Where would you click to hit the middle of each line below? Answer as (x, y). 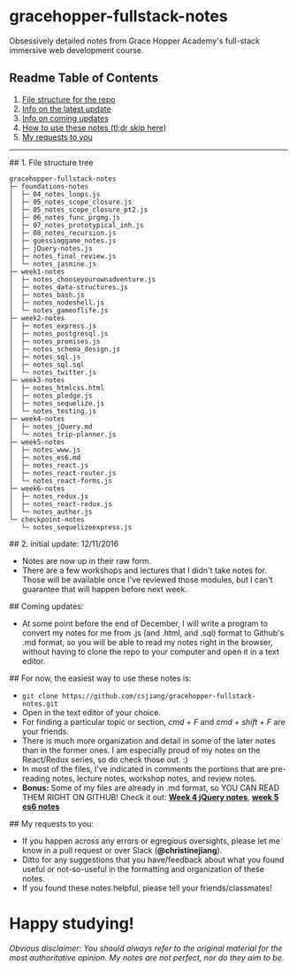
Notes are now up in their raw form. (87, 560)
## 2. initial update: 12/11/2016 (64, 544)
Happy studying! (72, 923)
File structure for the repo (69, 99)
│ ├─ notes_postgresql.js (59, 334)
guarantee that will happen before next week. (104, 589)
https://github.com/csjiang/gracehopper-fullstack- (159, 696)
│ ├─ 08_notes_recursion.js (63, 233)
